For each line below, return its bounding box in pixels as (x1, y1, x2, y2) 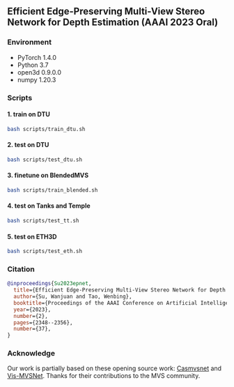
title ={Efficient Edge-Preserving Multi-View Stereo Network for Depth (13, 287, 226, 294)
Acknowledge (7, 349, 56, 358)
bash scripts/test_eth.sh (7, 248, 82, 255)
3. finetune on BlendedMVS (7, 171, 89, 180)
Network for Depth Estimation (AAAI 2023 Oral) (7, 17, 218, 29)
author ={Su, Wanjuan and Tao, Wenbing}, (13, 293, 132, 301)
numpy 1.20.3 (17, 75, 56, 84)
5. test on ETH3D (7, 232, 57, 241)
